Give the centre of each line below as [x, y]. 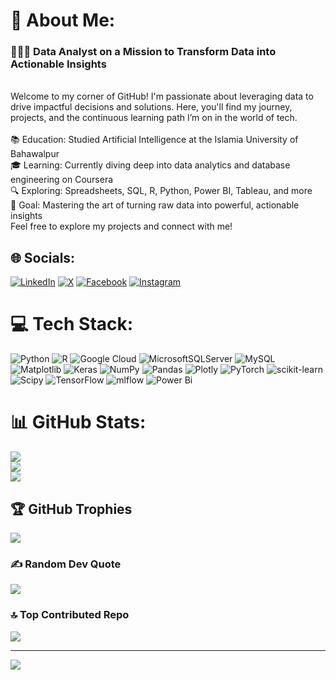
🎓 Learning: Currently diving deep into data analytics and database [150, 165]
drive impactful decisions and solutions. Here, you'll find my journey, [151, 107]
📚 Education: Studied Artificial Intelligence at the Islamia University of [154, 140]
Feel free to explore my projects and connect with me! [121, 226]
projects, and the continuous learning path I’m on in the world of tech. [154, 118]
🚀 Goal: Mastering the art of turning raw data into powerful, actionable [155, 205]
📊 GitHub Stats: [78, 422]
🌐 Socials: [43, 257]
